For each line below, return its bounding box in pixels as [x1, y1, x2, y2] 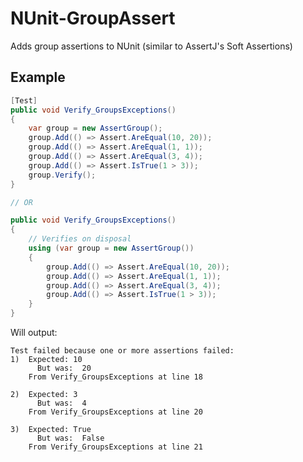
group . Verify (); [28, 170, 97, 180]
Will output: [10, 327, 58, 338]
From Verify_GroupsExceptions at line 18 [28, 372, 203, 382]
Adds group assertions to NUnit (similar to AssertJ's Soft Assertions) [10, 40, 293, 52]
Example [10, 69, 66, 86]
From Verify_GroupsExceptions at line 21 [28, 442, 203, 452]
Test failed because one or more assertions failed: [10, 346, 235, 356]
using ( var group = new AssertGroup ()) [28, 243, 195, 253]
